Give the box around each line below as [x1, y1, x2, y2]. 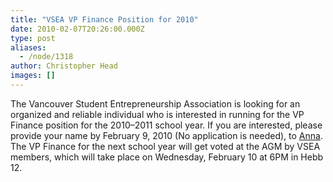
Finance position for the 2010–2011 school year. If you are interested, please [10, 119, 323, 131]
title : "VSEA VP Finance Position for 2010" [10, 14, 199, 25]
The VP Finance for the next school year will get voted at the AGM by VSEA [10, 140, 321, 152]
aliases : [10, 42, 47, 53]
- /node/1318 [19, 52, 74, 62]
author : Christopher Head [10, 61, 118, 71]
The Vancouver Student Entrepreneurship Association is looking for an [10, 97, 301, 110]
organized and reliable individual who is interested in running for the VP [10, 108, 305, 120]
